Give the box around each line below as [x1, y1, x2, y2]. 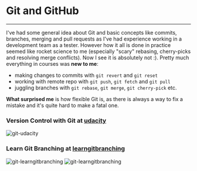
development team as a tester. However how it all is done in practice [6, 41, 171, 48]
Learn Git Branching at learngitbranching [6, 145, 125, 153]
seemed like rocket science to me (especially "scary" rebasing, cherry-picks [6, 48, 191, 55]
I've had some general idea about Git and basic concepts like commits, [6, 29, 177, 36]
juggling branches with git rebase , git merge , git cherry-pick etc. [14, 84, 177, 91]
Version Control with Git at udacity [6, 116, 107, 125]
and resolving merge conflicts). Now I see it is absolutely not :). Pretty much [6, 54, 189, 61]
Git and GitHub [6, 4, 79, 18]
